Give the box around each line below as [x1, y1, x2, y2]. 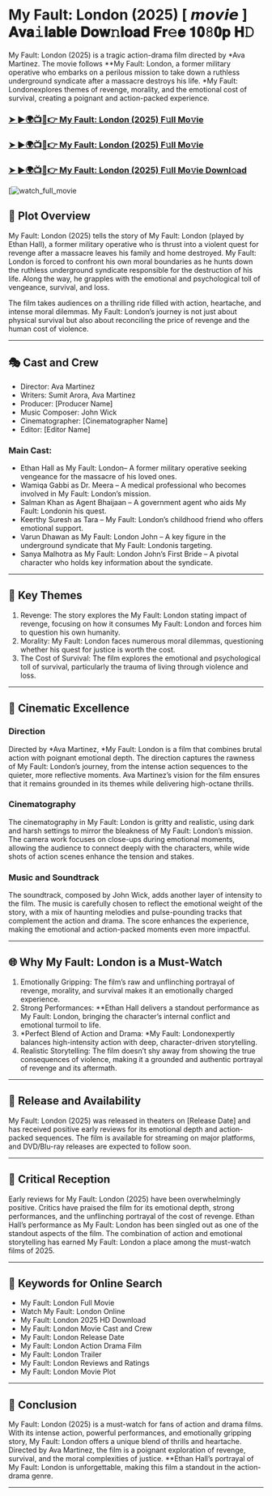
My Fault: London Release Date [19, 1332, 125, 1342]
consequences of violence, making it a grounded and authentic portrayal [19, 1054, 263, 1064]
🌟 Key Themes [8, 589, 83, 602]
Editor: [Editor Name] [19, 424, 91, 434]
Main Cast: [8, 444, 53, 456]
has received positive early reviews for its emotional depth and [8, 1124, 218, 1134]
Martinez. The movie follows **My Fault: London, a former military [8, 58, 231, 68]
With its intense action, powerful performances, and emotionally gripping [8, 1428, 253, 1438]
